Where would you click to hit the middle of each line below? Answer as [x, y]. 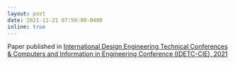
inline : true [27, 27]
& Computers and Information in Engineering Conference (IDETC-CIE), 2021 [117, 54]
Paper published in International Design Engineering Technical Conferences [117, 47]
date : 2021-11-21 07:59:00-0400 [55, 20]
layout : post [27, 14]
